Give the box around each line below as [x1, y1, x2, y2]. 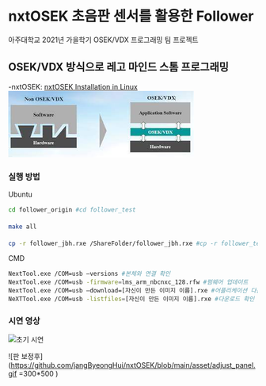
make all [8, 223, 37, 231]
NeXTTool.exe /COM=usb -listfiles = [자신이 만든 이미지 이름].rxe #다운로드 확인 [8, 295, 255, 304]
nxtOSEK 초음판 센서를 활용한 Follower [8, 7, 255, 25]
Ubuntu [8, 189, 33, 199]
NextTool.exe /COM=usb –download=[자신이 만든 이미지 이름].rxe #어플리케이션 [8, 287, 248, 295]
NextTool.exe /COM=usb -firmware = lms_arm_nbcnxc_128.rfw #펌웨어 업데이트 [8, 278, 249, 286]
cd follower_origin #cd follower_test [8, 206, 136, 214]
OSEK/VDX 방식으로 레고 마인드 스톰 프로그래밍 [8, 60, 230, 74]
